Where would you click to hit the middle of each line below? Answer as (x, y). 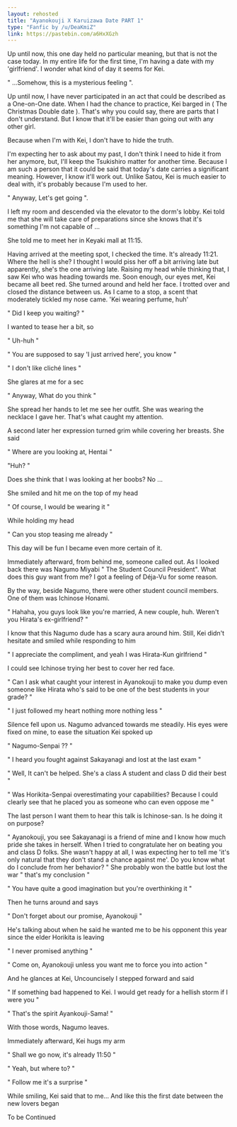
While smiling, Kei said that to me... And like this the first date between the (115, 1096)
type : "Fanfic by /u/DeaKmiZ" (52, 27)
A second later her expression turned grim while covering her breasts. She (116, 431)
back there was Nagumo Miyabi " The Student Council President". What (112, 570)
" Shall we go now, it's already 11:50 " (62, 1055)
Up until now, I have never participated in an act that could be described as (117, 96)
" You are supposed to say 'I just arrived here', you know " (92, 355)
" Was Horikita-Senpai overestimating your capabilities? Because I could (112, 794)
